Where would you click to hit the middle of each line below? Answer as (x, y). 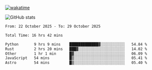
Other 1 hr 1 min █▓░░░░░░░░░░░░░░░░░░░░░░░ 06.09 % (76, 54)
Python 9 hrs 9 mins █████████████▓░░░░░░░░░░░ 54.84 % (76, 44)
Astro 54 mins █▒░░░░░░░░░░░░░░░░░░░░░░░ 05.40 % (76, 63)
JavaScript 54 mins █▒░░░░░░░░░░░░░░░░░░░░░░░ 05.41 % (76, 58)
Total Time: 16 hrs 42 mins (34, 35)
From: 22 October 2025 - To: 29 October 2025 (53, 26)
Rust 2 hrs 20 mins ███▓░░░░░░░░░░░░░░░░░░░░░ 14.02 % (76, 49)
